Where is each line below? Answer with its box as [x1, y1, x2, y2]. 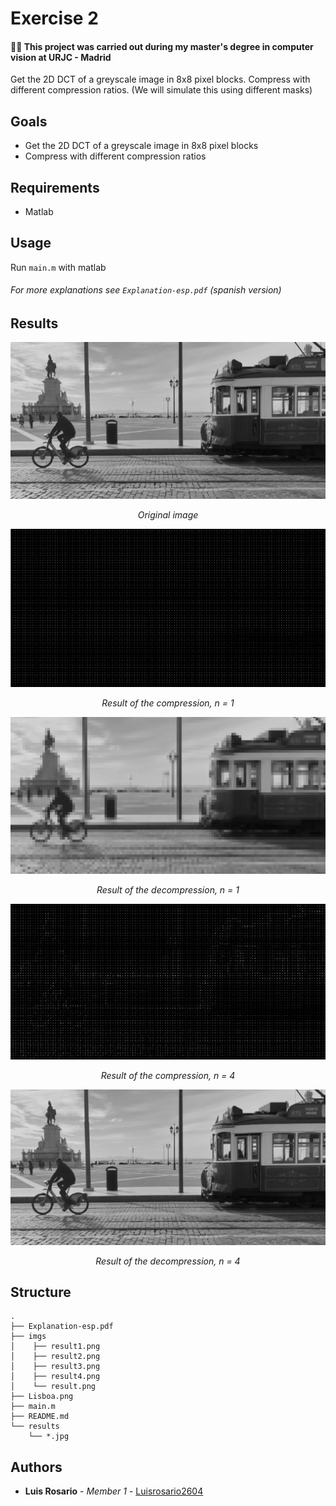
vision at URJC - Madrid [10, 51, 112, 63]
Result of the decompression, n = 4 [95, 1255, 241, 1267]
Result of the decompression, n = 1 [96, 884, 240, 896]
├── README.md [10, 1412, 70, 1422]
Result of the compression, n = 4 [100, 1070, 236, 1081]
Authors [10, 1458, 63, 1476]
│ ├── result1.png [10, 1342, 101, 1352]
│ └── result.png [10, 1382, 97, 1392]
